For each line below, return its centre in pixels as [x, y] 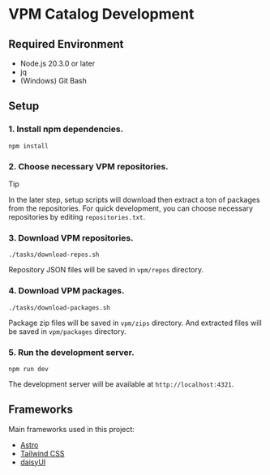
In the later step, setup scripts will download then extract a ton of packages [135, 199]
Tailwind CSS [42, 453]
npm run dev [28, 369]
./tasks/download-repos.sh [54, 255]
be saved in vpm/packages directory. [68, 331]
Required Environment [66, 44]
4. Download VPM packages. [66, 291]
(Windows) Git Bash [54, 81]
